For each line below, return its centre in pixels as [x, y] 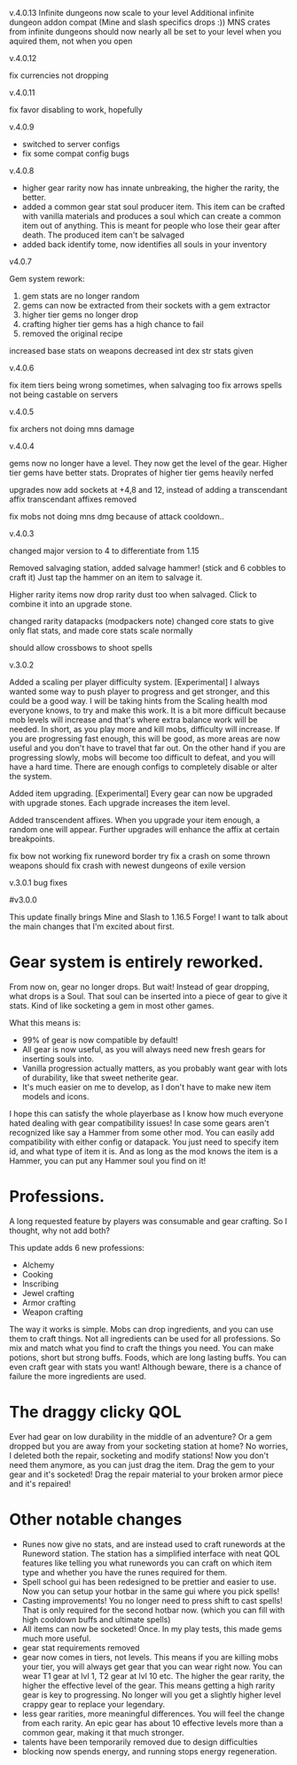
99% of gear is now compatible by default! [100, 1040]
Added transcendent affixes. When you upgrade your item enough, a [135, 820]
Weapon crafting [52, 1312]
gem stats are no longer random [81, 296]
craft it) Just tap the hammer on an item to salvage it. [106, 577]
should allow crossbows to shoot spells [81, 648]
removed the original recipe [72, 333]
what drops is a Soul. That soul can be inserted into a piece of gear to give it [148, 996]
